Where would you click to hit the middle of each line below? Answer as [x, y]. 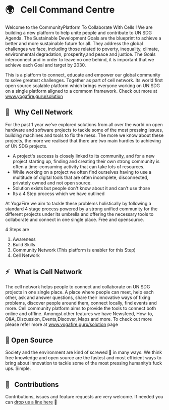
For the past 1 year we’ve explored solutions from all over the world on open [84, 124]
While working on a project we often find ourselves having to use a [82, 172]
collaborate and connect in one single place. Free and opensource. [75, 219]
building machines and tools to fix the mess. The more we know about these [84, 135]
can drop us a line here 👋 [31, 402]
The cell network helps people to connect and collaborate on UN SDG [78, 286]
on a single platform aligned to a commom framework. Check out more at [81, 91]
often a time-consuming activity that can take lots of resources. [78, 166]
